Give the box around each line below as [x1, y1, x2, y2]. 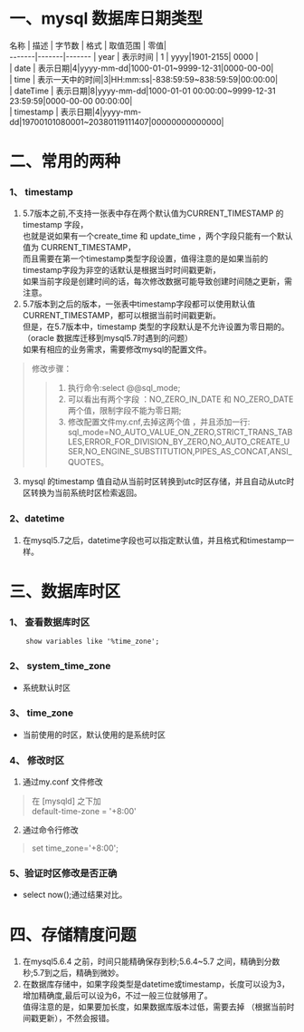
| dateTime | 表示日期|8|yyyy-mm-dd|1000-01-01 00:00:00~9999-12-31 [9, 85, 276, 96]
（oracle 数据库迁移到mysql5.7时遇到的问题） [22, 333, 193, 344]
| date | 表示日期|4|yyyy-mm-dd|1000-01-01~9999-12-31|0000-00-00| [9, 63, 274, 73]
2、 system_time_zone [9, 659, 111, 672]
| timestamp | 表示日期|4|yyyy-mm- [9, 106, 142, 117]
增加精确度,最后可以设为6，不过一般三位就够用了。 [22, 990, 213, 1001]
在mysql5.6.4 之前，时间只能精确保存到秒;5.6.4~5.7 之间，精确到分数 [22, 956, 280, 967]
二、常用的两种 [9, 151, 121, 172]
